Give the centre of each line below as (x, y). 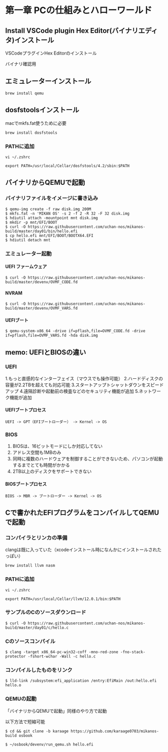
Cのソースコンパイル (30, 641)
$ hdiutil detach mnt (28, 240)
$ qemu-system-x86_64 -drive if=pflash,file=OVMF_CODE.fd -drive (75, 331)
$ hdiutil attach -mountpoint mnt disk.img (52, 218)
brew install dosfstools (31, 133)
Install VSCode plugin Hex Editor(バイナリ (72, 31)
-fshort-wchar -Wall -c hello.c (62, 657)
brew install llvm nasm (30, 566)
